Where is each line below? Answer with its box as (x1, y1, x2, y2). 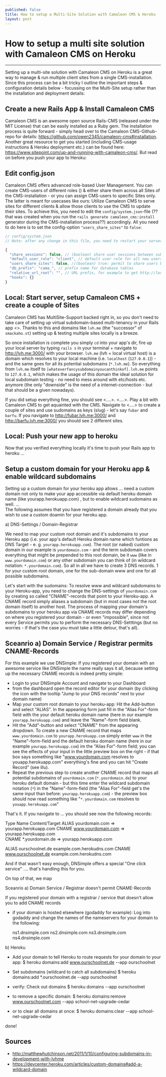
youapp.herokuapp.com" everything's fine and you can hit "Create (12, 759, 148, 765)
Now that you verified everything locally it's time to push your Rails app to (5, 445, 156, 451)
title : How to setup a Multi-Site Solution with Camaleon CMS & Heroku (5, 12, 156, 17)
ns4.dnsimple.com (12, 934, 50, 941)
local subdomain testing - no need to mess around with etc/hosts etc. (5, 376, 147, 382)
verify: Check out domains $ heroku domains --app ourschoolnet (12, 983, 145, 989)
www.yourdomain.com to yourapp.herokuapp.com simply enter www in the (12, 732, 152, 738)
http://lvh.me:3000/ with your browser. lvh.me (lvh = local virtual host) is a (5, 350, 156, 356)
